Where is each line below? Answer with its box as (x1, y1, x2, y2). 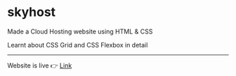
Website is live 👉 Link (7, 61, 72, 70)
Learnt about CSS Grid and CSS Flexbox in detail (7, 40, 148, 49)
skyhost (7, 4, 56, 20)
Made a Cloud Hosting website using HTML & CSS (7, 27, 153, 36)
